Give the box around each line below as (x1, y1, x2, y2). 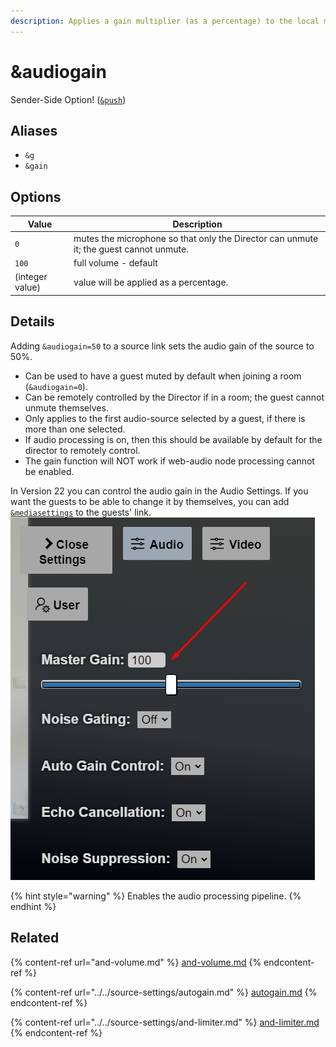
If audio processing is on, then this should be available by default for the (24, 433, 323, 445)
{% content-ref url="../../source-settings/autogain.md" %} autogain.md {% (10, 986, 318, 998)
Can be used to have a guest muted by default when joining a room (24, 370, 302, 382)
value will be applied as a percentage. (73, 276, 229, 288)
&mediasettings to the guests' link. (10, 506, 152, 518)
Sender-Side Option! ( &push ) (10, 93, 127, 105)
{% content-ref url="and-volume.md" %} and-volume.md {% (10, 956, 262, 968)
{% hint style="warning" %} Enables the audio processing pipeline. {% (10, 890, 302, 902)
